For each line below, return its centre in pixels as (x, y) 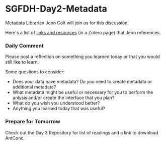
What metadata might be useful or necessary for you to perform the (83, 92)
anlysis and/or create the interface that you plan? (63, 98)
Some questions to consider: (35, 72)
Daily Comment (24, 45)
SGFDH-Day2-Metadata (56, 9)
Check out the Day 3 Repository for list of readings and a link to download (82, 132)
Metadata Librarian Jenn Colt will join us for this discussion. (67, 23)
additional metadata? (34, 87)
